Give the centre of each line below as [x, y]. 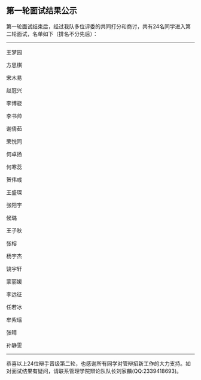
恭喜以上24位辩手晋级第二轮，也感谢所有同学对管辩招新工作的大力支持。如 [99, 363]
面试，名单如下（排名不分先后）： [57, 34]
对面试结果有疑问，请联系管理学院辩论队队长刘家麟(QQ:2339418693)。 [94, 371]
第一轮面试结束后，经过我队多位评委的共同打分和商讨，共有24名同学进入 [96, 26]
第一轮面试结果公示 [42, 11]
